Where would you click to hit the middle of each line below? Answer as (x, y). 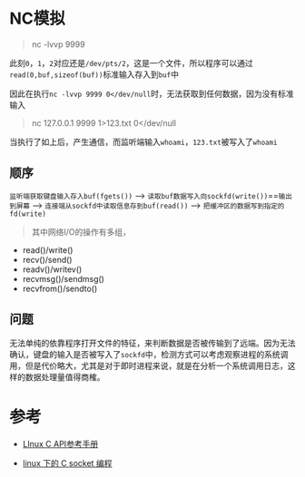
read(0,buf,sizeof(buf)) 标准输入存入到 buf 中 (94, 74)
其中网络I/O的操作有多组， (81, 231)
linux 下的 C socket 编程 (67, 462)
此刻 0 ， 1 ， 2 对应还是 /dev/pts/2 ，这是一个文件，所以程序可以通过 (132, 63)
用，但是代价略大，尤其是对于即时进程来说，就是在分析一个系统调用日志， (148, 365)
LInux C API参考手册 (60, 443)
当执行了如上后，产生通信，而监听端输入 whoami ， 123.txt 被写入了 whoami (144, 141)
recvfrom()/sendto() (60, 288)
